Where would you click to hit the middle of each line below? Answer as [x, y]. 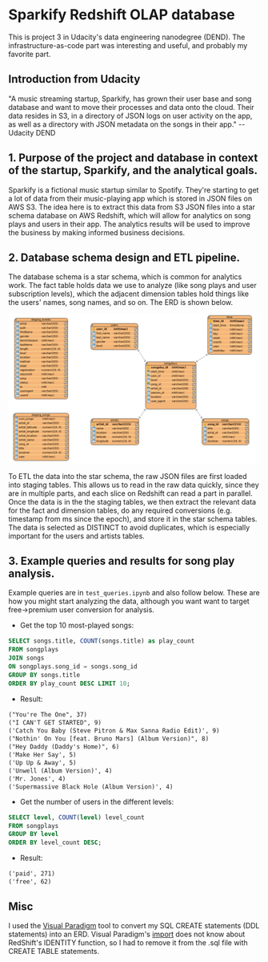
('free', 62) [30, 882]
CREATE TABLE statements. [54, 952]
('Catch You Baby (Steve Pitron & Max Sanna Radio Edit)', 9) [114, 731]
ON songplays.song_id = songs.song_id [73, 667]
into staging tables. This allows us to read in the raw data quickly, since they [134, 485]
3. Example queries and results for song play [122, 561]
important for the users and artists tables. [77, 536]
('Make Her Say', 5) [43, 755]
